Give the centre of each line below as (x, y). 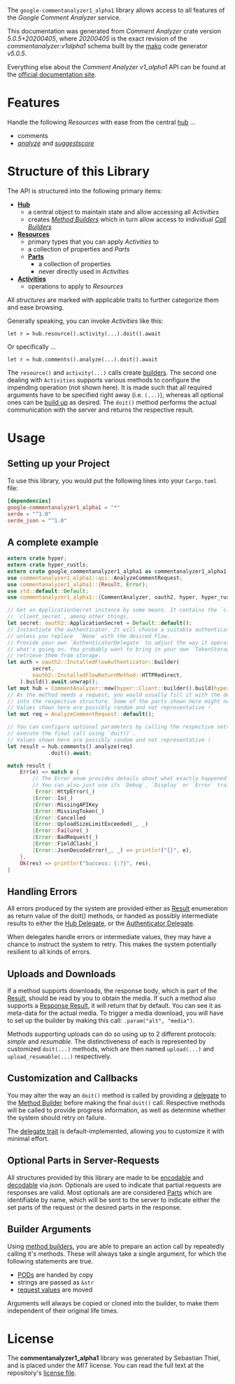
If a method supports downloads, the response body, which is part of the (112, 991)
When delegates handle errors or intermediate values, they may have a (109, 937)
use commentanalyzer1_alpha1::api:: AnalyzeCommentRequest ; (95, 578)
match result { (29, 766)
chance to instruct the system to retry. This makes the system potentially (112, 944)
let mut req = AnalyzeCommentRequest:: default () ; (81, 714)
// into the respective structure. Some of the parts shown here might (114, 701)
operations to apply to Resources (76, 286)
